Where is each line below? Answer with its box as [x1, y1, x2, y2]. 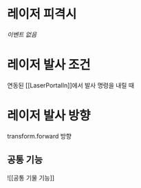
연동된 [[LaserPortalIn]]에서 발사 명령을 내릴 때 [7, 81, 135, 90]
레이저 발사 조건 [7, 57, 91, 73]
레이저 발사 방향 [7, 108, 91, 124]
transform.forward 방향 [7, 132, 72, 140]
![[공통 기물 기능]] [7, 174, 55, 182]
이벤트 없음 [7, 30, 37, 39]
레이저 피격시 [7, 6, 77, 22]
